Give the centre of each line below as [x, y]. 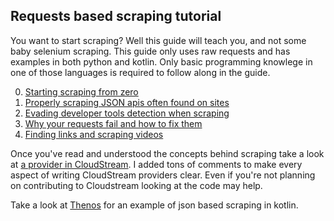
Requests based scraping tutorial [116, 16]
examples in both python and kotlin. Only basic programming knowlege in [161, 61]
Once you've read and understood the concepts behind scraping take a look [167, 153]
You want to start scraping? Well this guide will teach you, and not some [158, 40]
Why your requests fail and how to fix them [113, 123]
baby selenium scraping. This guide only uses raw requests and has [150, 51]
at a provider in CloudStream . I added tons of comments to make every [156, 164]
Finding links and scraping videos [94, 134]
